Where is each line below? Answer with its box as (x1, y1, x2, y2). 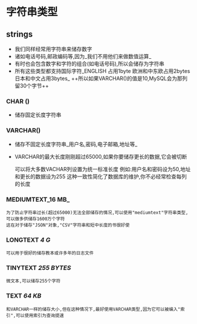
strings (6, 29, 33, 39)
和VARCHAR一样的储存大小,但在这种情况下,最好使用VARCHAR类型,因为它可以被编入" (6, 306, 181, 312)
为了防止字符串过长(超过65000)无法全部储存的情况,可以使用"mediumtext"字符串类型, (6, 209, 189, 215)
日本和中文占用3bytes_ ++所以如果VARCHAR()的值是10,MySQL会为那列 (14, 75, 188, 82)
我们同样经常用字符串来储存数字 (14, 45, 92, 52)
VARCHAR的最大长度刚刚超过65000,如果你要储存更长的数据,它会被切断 (14, 153, 187, 160)
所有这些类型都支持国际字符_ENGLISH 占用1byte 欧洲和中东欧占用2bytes (14, 68, 191, 74)
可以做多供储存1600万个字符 (6, 216, 65, 222)
